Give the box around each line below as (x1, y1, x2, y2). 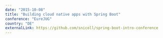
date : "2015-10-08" (5, 7, 46, 12)
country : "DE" (5, 21, 35, 26)
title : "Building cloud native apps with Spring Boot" (5, 12, 121, 17)
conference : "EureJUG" (5, 16, 52, 21)
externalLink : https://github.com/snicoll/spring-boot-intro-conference (5, 26, 159, 31)
